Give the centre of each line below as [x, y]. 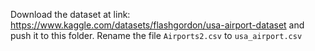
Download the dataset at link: [70, 14]
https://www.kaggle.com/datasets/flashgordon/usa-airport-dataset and [157, 25]
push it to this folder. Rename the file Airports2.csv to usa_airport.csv [156, 35]
